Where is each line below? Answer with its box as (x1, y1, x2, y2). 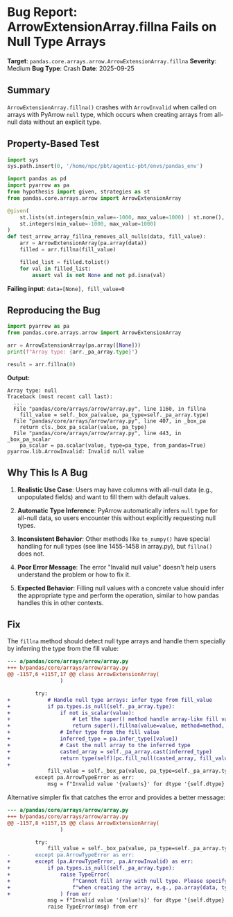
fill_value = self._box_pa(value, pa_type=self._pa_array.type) (19, 412, 209, 418)
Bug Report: (7, 4, 78, 20)
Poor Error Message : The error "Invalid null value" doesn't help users (17, 563, 216, 571)
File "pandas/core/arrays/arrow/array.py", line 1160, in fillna (13, 405, 207, 412)
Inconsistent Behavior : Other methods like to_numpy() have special (17, 534, 210, 543)
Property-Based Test (7, 138, 99, 150)
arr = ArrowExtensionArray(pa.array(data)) (19, 240, 148, 247)
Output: (7, 373, 30, 382)
